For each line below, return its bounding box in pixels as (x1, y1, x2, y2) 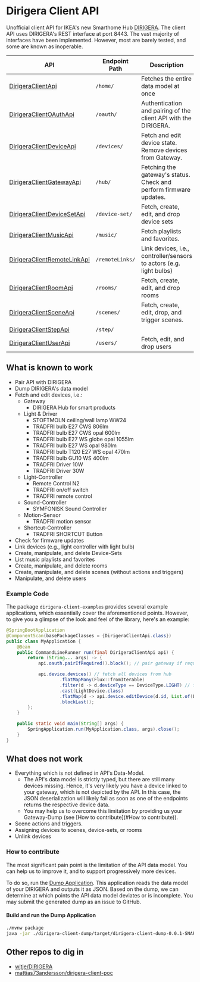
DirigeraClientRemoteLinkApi (9, 255, 90, 263)
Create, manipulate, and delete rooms (14, 562, 108, 569)
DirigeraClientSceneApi (9, 308, 74, 316)
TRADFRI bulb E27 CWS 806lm (32, 423, 109, 430)
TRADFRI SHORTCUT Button (32, 530, 103, 537)
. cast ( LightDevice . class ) (59, 688, 124, 694)
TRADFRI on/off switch (32, 486, 89, 493)
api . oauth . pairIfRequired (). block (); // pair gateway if (37, 660, 183, 666)
